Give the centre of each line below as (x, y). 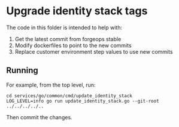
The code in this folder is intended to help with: (64, 27)
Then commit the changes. (40, 117)
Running (22, 71)
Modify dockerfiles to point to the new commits (73, 45)
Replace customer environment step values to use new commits (94, 51)
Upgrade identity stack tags (77, 11)
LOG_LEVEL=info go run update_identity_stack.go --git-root (83, 101)
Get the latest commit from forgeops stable (68, 39)
